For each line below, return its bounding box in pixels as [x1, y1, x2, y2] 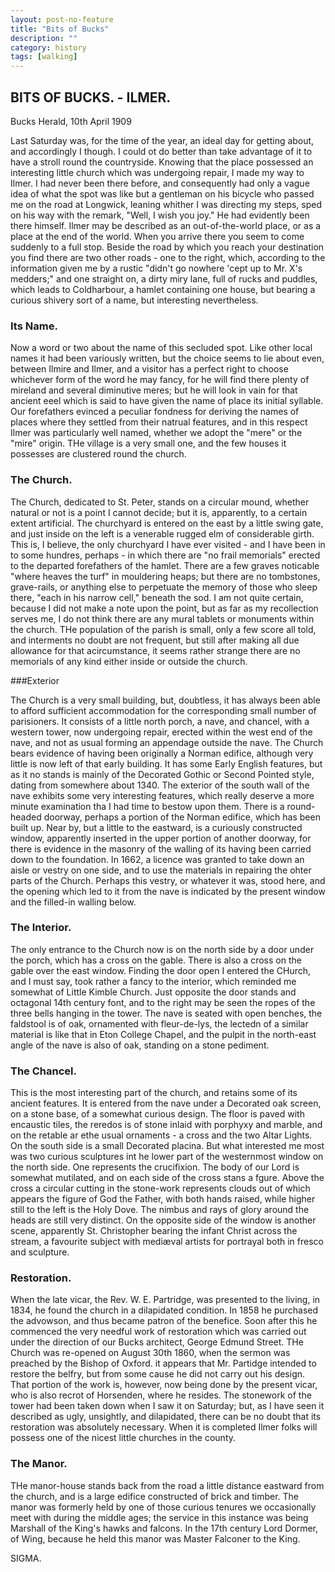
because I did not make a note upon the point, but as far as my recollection [10, 602, 319, 614]
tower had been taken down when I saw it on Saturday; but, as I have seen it [10, 1400, 325, 1412]
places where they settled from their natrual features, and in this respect [10, 416, 308, 428]
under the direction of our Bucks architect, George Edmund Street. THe [10, 1336, 304, 1348]
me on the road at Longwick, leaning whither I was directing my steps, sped [10, 198, 323, 210]
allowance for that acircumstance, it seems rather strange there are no [10, 644, 301, 656]
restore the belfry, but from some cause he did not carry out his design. [10, 1368, 306, 1380]
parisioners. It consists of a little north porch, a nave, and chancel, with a [10, 715, 310, 727]
